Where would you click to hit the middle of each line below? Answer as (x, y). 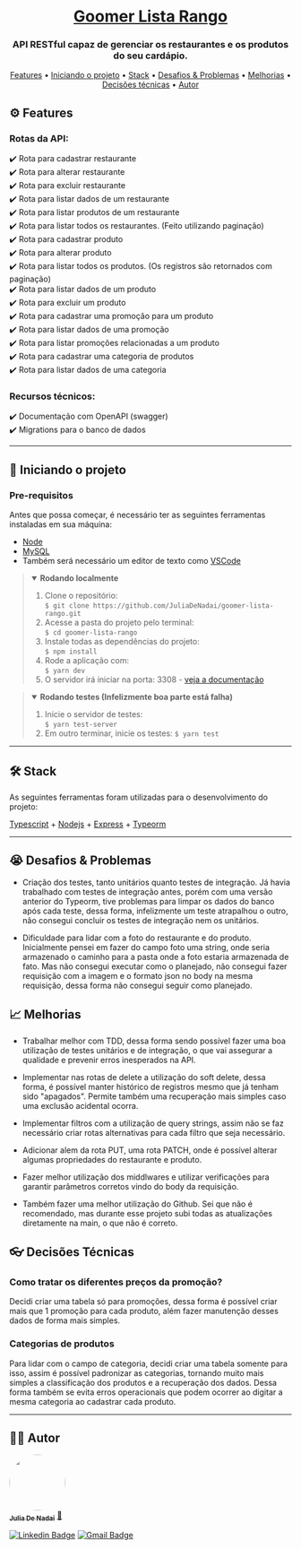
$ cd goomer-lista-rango (91, 633)
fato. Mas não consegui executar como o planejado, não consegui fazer (155, 966)
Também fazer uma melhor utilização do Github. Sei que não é (138, 1204)
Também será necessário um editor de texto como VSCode (132, 561)
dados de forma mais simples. (65, 1320)
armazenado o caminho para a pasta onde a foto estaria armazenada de (155, 956)
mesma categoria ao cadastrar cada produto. (93, 1401)
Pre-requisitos (41, 495)
